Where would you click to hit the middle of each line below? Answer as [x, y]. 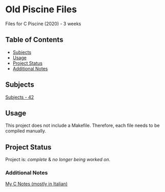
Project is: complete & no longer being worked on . [58, 160]
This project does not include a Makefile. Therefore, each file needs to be [82, 126]
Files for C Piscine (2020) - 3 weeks [43, 24]
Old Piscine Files [41, 9]
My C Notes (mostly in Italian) [37, 184]
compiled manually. [26, 131]
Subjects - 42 [20, 97]
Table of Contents [34, 40]
